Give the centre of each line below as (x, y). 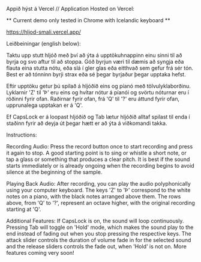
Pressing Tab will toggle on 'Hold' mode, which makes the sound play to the (100, 227)
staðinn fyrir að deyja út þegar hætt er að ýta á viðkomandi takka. (87, 123)
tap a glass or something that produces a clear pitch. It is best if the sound (98, 159)
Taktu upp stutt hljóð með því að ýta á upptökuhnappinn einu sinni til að (94, 55)
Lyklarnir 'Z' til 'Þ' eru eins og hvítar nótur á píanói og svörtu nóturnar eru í (97, 92)
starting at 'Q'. (24, 209)
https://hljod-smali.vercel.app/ (43, 32)
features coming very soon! (40, 253)
